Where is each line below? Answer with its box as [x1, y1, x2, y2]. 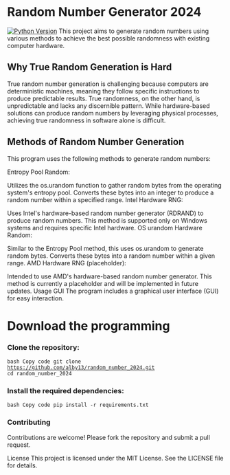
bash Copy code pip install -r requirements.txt [7, 401, 149, 409]
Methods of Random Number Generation [7, 136, 185, 148]
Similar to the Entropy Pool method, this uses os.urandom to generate [7, 244, 204, 252]
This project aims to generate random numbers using [58, 27, 209, 35]
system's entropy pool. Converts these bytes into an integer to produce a [7, 188, 214, 197]
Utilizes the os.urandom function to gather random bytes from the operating [7, 181, 222, 189]
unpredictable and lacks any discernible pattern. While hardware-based [7, 101, 211, 110]
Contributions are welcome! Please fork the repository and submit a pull [7, 433, 211, 441]
